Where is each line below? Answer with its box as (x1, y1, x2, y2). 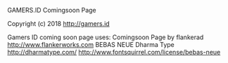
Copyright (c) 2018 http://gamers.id (7, 20, 110, 27)
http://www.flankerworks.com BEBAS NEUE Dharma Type (7, 41, 175, 48)
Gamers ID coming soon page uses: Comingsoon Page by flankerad (7, 33, 204, 41)
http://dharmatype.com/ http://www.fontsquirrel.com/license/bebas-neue (7, 48, 221, 56)
